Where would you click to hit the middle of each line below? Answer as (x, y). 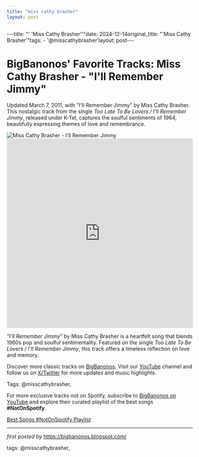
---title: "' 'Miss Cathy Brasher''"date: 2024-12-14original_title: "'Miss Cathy (99, 34)
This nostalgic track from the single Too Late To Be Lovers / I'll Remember (97, 111)
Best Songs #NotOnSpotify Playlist (49, 420)
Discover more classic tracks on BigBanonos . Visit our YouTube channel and (99, 367)
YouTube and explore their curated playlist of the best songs (80, 402)
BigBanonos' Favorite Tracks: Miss (94, 64)
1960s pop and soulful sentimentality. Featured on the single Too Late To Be (99, 343)
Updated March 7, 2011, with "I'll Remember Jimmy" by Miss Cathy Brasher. (98, 105)
